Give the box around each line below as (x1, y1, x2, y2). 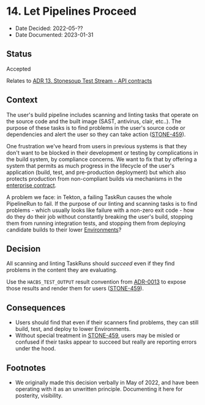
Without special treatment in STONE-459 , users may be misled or (15, 332, 181, 339)
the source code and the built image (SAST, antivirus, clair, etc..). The (6, 118, 182, 125)
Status (6, 49, 32, 59)
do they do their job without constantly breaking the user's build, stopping (6, 213, 193, 220)
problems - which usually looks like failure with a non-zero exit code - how (6, 206, 195, 214)
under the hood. (15, 345, 56, 352)
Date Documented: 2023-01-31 (15, 31, 94, 38)
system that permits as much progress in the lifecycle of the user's (6, 162, 175, 169)
